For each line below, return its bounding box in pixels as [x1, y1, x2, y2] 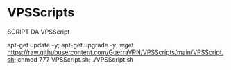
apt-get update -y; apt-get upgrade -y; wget [7, 40, 134, 49]
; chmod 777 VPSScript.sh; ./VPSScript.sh [13, 55, 134, 63]
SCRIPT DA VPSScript [7, 27, 70, 36]
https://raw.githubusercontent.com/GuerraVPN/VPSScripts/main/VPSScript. [7, 48, 224, 56]
